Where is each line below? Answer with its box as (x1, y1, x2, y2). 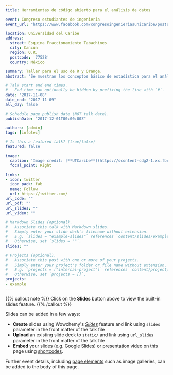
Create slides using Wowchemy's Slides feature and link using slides (12, 321, 161, 327)
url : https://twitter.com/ (10, 191, 68, 197)
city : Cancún (10, 45, 38, 50)
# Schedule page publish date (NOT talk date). (5, 111, 110, 116)
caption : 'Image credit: (10, 158, 63, 163)
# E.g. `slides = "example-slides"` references (5, 234, 114, 239)
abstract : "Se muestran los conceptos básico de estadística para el (5, 73, 158, 79)
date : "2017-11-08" (5, 92, 47, 98)
